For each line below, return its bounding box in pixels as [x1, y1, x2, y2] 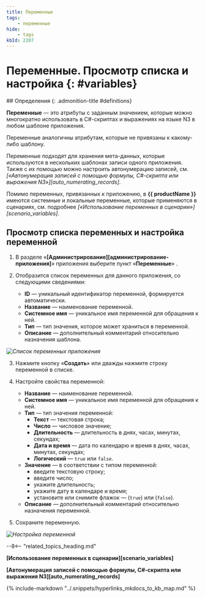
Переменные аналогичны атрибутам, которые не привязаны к [6, 134, 170, 141]
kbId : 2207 [6, 37, 34, 44]
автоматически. [24, 297, 66, 304]
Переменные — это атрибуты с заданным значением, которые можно [6, 108, 193, 116]
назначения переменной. [24, 507, 91, 514]
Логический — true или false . [33, 455, 114, 462]
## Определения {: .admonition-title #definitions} [6, 97, 132, 104]
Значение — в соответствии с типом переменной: [24, 461, 158, 469]
